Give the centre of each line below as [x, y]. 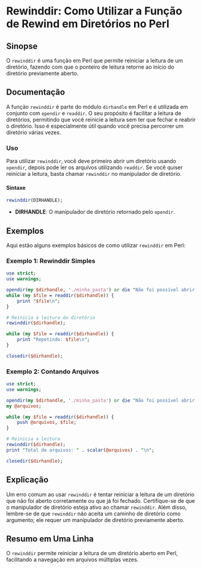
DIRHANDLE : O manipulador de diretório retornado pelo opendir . [95, 212]
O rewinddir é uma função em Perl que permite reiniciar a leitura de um [95, 61]
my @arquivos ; [24, 406]
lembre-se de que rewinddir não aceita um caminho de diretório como [93, 514]
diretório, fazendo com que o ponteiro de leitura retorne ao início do [90, 67]
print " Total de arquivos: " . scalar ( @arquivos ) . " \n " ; [80, 450]
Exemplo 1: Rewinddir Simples [51, 261]
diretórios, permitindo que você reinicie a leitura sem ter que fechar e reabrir [101, 119]
